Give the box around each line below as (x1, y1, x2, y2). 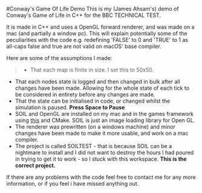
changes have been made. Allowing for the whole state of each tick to (15, 84, 189, 92)
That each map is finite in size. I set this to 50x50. (30, 66, 154, 73)
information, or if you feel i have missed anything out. (6, 180, 139, 187)
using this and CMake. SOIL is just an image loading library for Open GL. (15, 117, 195, 124)
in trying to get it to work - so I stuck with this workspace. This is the (15, 155, 187, 163)
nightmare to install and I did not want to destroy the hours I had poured (15, 149, 194, 156)
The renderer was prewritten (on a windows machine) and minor (15, 123, 175, 130)
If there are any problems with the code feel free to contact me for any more (6, 174, 196, 181)
